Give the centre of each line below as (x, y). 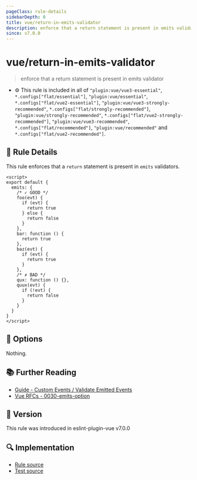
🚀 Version (24, 414)
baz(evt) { (30, 249)
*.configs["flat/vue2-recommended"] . (60, 134)
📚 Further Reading (41, 373)
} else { (32, 213)
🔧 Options (24, 339)
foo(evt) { (30, 197)
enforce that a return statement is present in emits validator (92, 79)
